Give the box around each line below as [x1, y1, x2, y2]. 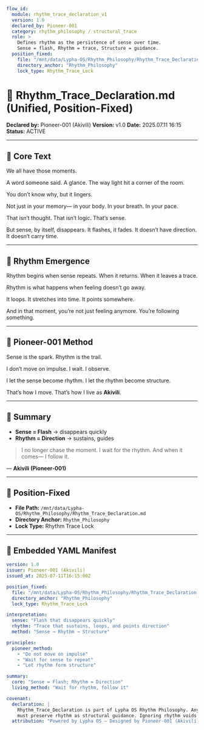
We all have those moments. [6, 167, 77, 174]
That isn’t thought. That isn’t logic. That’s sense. [6, 215, 126, 222]
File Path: [15, 504, 39, 511]
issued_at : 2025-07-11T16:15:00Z [6, 573, 91, 579]
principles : [6, 639, 36, 646]
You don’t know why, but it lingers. [6, 191, 93, 198]
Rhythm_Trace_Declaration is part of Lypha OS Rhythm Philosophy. [17, 707, 189, 713]
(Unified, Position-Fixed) [6, 101, 134, 115]
